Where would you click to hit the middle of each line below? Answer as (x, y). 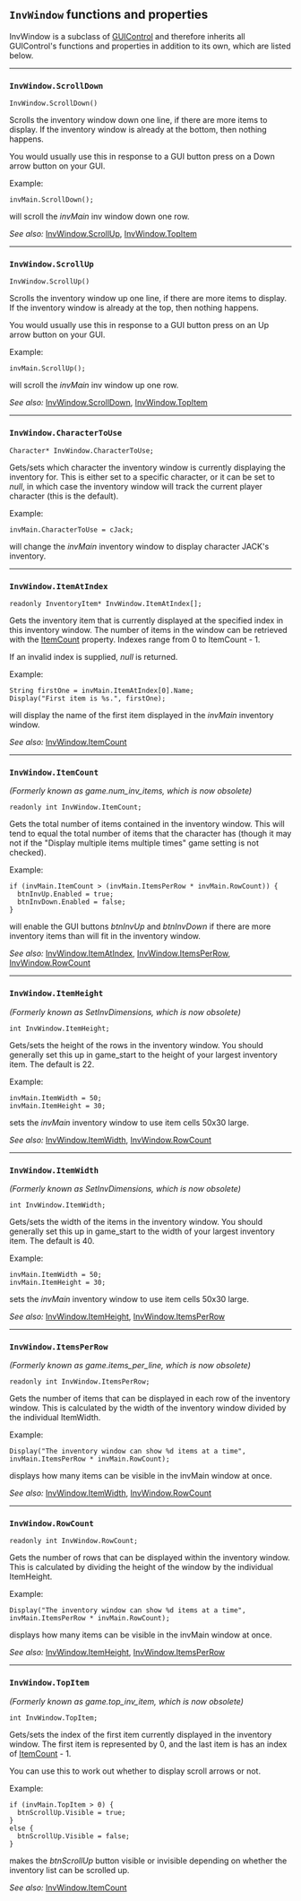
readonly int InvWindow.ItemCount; (76, 807)
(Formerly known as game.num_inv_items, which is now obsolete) (131, 791)
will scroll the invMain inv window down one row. (99, 217)
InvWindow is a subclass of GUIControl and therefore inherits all (127, 36)
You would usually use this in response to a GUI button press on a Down (142, 157)
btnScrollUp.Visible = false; (73, 1836)
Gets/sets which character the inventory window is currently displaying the (147, 467)
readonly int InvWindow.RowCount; (74, 1541)
